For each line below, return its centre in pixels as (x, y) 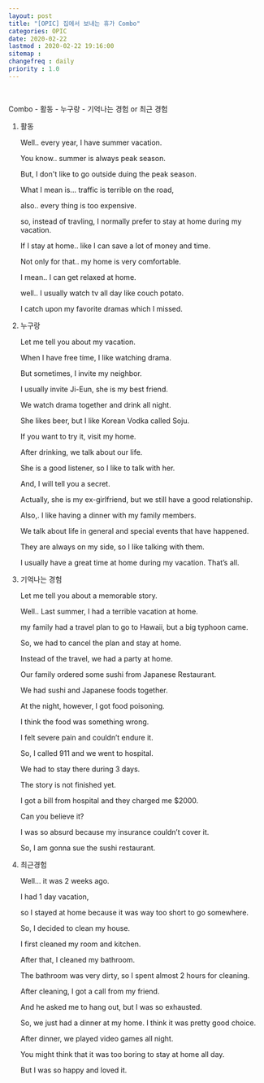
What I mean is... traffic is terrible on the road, (97, 190)
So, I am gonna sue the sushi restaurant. (88, 848)
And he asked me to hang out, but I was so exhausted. (111, 1007)
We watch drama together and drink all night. (96, 404)
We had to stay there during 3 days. (80, 769)
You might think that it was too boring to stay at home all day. (122, 1054)
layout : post (30, 16)
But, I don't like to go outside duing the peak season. (108, 174)
